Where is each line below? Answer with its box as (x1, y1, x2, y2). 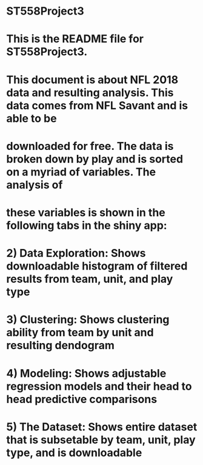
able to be (6, 111, 57, 125)
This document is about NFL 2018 (6, 73, 179, 86)
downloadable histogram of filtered (6, 259, 188, 273)
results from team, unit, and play (6, 272, 173, 286)
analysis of (6, 178, 63, 192)
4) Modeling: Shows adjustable (6, 366, 167, 380)
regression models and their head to (6, 379, 192, 393)
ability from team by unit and (6, 326, 154, 339)
